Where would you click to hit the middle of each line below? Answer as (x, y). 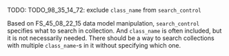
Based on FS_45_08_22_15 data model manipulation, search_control (103, 23)
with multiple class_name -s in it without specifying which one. (94, 45)
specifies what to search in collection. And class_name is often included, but (114, 31)
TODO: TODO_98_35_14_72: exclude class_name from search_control (104, 10)
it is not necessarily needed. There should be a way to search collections (111, 38)
